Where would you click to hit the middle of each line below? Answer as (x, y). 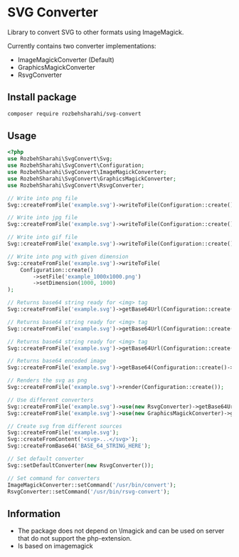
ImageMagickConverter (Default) (66, 59)
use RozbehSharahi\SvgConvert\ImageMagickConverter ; (87, 172)
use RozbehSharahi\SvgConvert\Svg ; (60, 159)
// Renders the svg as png (47, 381)
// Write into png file (43, 198)
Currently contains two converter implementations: (82, 46)
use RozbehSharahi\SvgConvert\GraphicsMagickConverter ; (92, 179)
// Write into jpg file (43, 218)
